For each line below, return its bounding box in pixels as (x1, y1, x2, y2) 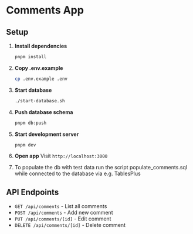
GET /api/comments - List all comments (14, 203, 107, 210)
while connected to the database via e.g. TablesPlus (14, 170, 141, 177)
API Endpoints (6, 187, 59, 197)
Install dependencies (14, 42, 67, 49)
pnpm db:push (14, 120, 47, 126)
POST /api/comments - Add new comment (14, 209, 113, 216)
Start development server (14, 131, 79, 138)
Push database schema (14, 108, 73, 115)
